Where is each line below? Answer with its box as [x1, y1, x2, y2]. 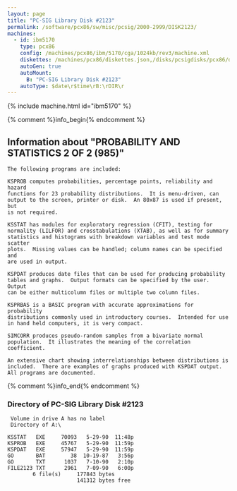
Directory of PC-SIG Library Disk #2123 [7, 399, 144, 409]
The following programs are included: [7, 166, 121, 173]
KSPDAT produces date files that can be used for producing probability [7, 271, 226, 278]
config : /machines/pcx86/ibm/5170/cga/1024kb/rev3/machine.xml [20, 50, 210, 57]
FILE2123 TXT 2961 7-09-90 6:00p [7, 465, 134, 472]
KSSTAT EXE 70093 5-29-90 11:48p [7, 434, 134, 441]
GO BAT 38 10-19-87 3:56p [7, 452, 134, 459]
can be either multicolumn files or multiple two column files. [7, 289, 200, 296]
